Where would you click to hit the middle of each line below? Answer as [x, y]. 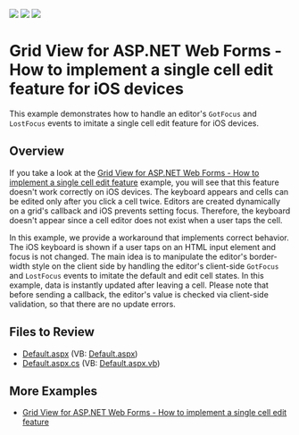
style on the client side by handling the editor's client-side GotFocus [155, 266]
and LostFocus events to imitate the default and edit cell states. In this [137, 275]
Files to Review [52, 332]
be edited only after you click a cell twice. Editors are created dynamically [145, 201]
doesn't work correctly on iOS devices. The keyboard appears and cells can [149, 191]
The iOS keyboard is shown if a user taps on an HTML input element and [143, 247]
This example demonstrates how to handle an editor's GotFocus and [133, 113]
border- [264, 256]
